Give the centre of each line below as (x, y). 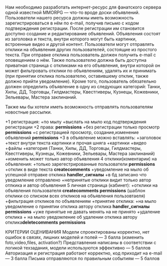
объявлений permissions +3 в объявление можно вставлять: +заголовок (83, 137)
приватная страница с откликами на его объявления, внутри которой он (83, 65)
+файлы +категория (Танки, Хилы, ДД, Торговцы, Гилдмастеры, (74, 148)
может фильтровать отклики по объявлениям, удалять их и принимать (81, 71)
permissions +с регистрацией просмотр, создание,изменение (72, 132)
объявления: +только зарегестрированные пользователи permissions (80, 164)
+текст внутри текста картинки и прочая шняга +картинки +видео (76, 143)
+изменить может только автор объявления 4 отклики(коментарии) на (81, 159)
